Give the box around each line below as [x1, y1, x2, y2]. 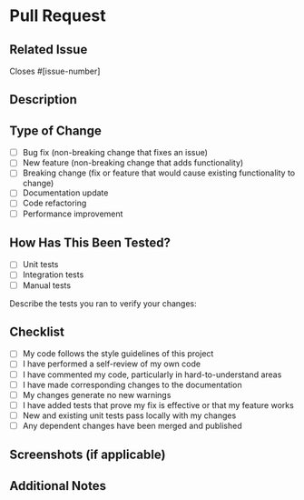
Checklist [9, 324, 65, 339]
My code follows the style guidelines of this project [22, 348, 214, 359]
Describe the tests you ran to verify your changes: [9, 297, 197, 309]
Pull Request [9, 5, 106, 26]
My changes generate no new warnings [22, 389, 172, 400]
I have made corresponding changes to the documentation [22, 379, 242, 390]
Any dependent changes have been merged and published [22, 420, 242, 431]
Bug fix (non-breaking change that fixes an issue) [22, 147, 209, 158]
